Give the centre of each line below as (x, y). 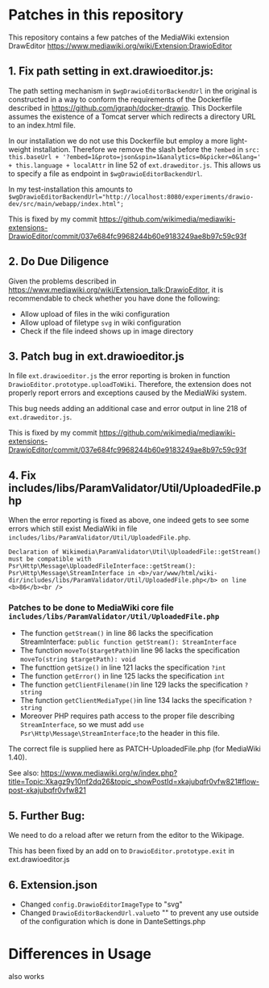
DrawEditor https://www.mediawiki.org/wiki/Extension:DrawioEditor (120, 45)
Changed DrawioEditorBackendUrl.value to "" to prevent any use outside (139, 913)
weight (20, 149)
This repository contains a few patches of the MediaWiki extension (119, 37)
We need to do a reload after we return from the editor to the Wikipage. (126, 835)
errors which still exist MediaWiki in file (73, 529)
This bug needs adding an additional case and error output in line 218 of (128, 409)
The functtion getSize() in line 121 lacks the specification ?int (123, 667)
